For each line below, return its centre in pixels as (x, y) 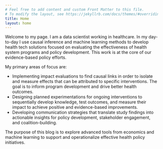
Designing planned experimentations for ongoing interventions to (77, 97)
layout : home (18, 23)
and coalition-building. (34, 123)
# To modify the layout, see (34, 14)
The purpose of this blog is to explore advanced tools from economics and (80, 132)
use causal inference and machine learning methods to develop (85, 42)
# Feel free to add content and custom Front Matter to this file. (75, 9)
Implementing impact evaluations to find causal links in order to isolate (82, 76)
